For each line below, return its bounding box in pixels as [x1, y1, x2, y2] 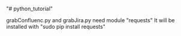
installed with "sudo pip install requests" [6, 23, 106, 30]
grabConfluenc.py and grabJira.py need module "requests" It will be [6, 17, 175, 23]
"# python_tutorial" [6, 5, 53, 12]
